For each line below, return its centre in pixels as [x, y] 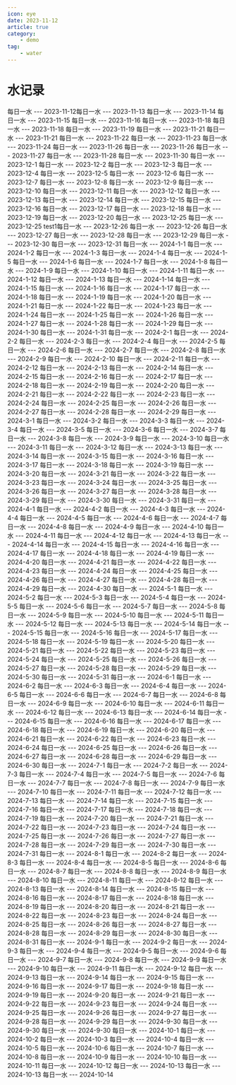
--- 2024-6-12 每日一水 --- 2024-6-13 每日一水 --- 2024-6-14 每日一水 [119, 712]
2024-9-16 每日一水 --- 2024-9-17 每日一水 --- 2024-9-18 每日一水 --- [111, 986]
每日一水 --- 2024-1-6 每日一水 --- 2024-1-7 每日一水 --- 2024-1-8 [110, 262]
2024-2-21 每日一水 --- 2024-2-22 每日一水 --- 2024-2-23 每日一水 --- [111, 394]
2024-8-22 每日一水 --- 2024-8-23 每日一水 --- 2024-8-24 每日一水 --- [112, 915]
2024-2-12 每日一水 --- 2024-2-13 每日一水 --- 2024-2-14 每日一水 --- [110, 368]
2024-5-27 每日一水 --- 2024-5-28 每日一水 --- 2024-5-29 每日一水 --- [112, 668]
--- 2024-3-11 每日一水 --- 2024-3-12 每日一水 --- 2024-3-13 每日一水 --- [115, 447]
